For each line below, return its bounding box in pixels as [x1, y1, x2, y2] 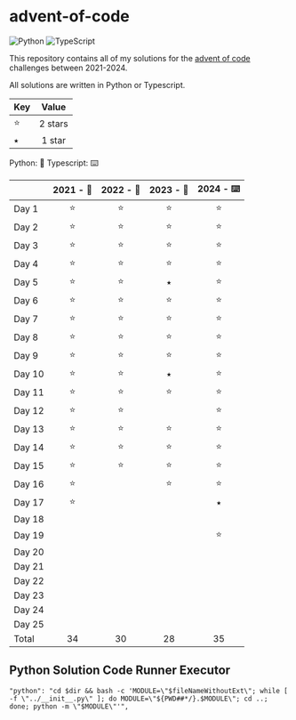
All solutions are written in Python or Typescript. [9, 79, 186, 90]
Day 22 [13, 574, 44, 587]
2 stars [38, 117, 68, 130]
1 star [41, 133, 67, 146]
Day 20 [13, 546, 44, 558]
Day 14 [13, 441, 44, 454]
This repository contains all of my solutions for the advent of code [9, 53, 251, 63]
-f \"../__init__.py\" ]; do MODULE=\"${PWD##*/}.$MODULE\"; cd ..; [9, 694, 268, 703]
